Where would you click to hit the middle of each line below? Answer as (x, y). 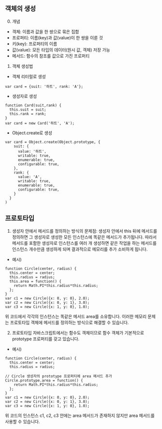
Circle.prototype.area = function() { (44, 380)
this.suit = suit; (28, 110)
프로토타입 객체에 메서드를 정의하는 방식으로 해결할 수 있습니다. (69, 322)
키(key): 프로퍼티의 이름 (35, 44)
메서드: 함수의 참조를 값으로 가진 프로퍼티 (51, 56)
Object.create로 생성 (32, 133)
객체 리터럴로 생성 (29, 76)
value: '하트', (32, 151)
